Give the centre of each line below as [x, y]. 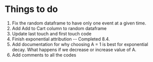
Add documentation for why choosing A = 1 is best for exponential [80, 44]
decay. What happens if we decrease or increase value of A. [74, 49]
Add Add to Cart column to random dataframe [59, 28]
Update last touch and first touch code [52, 33]
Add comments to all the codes [44, 55]
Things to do [31, 9]
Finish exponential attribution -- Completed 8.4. [61, 39]
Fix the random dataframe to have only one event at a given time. [79, 23]
